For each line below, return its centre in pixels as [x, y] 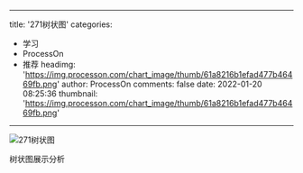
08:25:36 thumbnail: [60, 94]
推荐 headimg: [49, 64]
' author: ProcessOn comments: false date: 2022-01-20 [160, 84]
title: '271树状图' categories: [61, 24]
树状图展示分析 [37, 159]
